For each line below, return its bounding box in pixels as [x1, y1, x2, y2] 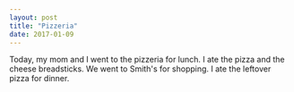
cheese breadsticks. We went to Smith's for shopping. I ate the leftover [9, 63, 272, 74]
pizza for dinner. [9, 73, 70, 84]
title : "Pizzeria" [9, 21, 78, 30]
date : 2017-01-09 [9, 29, 74, 38]
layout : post [9, 13, 58, 22]
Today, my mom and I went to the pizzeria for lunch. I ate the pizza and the [9, 54, 285, 65]
